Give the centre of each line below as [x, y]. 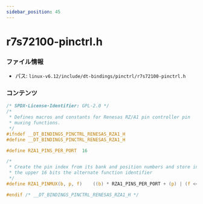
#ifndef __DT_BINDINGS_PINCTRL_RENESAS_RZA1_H [66, 134]
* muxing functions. [35, 123]
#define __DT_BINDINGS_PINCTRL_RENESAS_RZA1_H [66, 139]
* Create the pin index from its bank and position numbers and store [99, 167]
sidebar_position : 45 [34, 12]
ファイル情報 [25, 62]
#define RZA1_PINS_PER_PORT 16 [47, 151]
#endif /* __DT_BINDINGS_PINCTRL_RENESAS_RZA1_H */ [72, 195]
